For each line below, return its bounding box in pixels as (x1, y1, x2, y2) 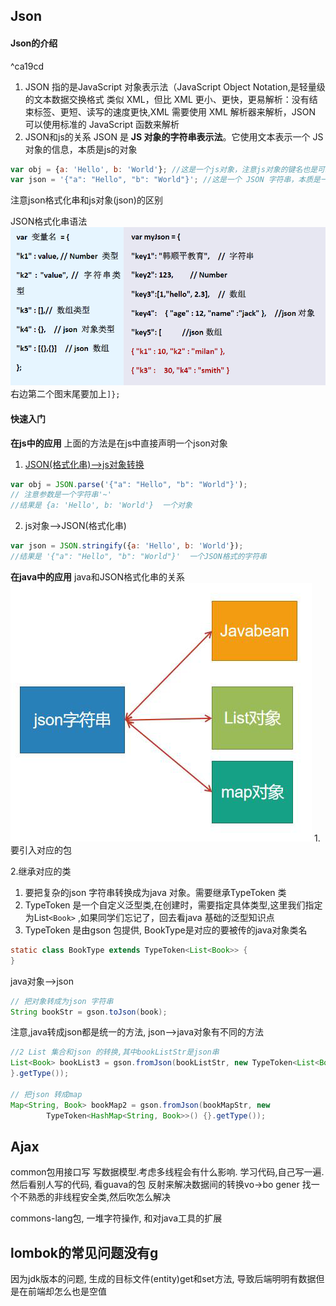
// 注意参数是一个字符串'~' (10, 490, 112, 500)
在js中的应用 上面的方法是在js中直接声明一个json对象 (10, 437, 228, 449)
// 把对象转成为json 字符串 (10, 996, 114, 1006)
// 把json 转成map (10, 1089, 83, 1099)
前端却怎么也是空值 (27, 1285, 107, 1298)
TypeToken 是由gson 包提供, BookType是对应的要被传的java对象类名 (24, 924, 308, 936)
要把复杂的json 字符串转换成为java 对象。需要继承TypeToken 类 (24, 886, 287, 898)
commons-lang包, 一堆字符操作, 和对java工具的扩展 (10, 1212, 223, 1224)
